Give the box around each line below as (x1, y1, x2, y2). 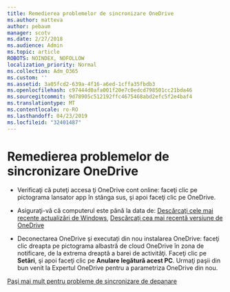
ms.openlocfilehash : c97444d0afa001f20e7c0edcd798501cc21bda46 (7, 87, 193, 94)
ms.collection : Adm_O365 (7, 67, 79, 74)
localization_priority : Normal (7, 61, 97, 68)
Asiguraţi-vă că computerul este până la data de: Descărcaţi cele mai (17, 207, 213, 215)
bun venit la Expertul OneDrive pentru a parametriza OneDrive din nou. (17, 264, 218, 272)
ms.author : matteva (7, 17, 63, 23)
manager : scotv (7, 29, 51, 36)
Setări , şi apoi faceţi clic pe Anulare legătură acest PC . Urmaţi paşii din (17, 256, 221, 265)
